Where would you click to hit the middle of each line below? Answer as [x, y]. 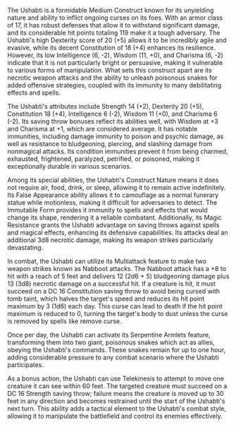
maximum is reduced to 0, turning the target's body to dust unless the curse [118, 314]
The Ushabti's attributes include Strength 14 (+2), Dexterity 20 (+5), [106, 106]
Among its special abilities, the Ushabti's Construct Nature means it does [113, 180]
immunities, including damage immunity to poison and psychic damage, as [116, 136]
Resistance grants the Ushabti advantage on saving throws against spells [113, 225]
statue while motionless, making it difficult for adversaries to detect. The [112, 203]
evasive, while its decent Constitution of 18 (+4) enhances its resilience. [112, 48]
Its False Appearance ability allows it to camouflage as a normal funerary [113, 195]
